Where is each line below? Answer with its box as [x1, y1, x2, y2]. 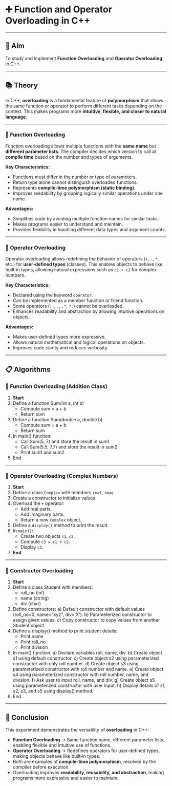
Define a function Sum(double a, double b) [12, 416, 103, 422]
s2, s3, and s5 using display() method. [12, 688, 94, 694]
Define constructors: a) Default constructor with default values [12, 606, 145, 612]
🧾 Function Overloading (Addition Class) [5, 383, 107, 390]
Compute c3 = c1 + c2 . [20, 538, 70, 545]
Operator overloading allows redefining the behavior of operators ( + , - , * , [5, 256, 159, 262]
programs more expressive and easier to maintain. [12, 775, 119, 781]
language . [5, 114, 27, 120]
